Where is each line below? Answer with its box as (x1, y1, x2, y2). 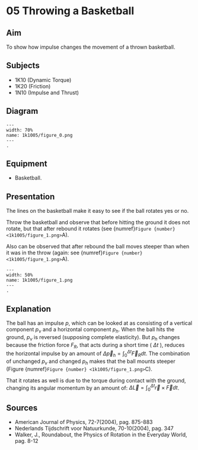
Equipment (6, 159, 47, 169)
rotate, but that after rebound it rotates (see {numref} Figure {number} (6, 225, 175, 232)
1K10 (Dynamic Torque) (14, 76, 72, 84)
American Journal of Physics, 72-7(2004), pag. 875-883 (14, 418, 153, 425)
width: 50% (6, 272, 33, 278)
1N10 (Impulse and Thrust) (14, 89, 79, 96)
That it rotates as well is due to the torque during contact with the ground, (6, 376, 186, 384)
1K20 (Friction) (14, 82, 51, 90)
